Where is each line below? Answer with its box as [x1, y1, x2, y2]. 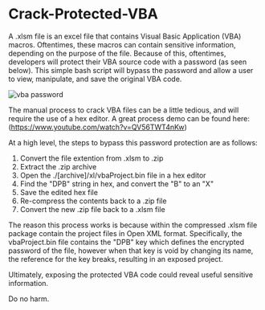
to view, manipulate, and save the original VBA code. [8, 74, 182, 84]
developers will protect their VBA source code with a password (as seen [8, 57, 247, 67]
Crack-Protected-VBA [8, 5, 158, 23]
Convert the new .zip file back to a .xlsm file [19, 204, 166, 214]
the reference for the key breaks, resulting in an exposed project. [8, 254, 223, 263]
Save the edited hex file [19, 187, 99, 197]
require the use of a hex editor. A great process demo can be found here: [8, 113, 251, 123]
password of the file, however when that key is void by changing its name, [8, 246, 254, 255]
